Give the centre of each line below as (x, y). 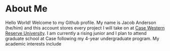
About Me (26, 9)
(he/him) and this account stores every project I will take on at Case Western (85, 27)
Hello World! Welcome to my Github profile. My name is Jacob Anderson (81, 22)
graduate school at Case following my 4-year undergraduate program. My (82, 38)
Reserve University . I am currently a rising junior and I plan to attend (76, 33)
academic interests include (33, 43)
